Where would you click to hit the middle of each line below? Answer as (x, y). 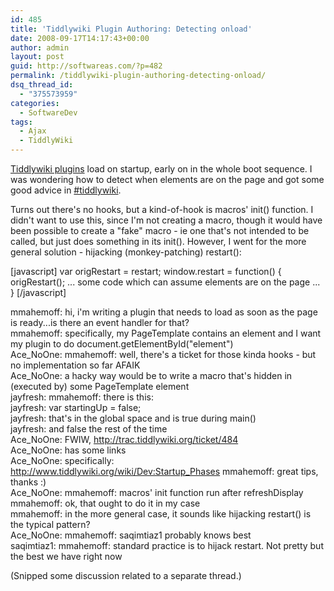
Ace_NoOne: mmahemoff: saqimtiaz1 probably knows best (131, 535)
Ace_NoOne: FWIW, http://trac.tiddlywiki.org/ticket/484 (124, 439)
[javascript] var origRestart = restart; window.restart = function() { (146, 271)
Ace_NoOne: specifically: (62, 460)
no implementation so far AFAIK (75, 365)
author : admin (40, 47)
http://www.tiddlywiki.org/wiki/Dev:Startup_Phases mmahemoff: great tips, (164, 471)
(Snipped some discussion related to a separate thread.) (126, 575)
